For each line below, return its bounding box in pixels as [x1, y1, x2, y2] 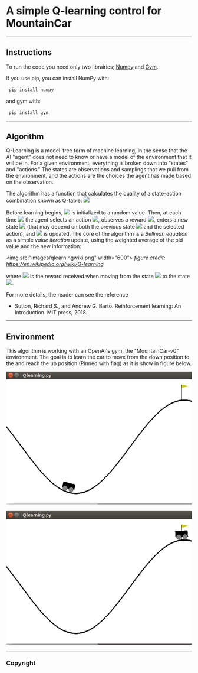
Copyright [6, 659, 36, 667]
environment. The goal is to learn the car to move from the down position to [6, 353, 190, 361]
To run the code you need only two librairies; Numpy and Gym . [6, 63, 159, 70]
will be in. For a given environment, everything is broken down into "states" [6, 160, 189, 167]
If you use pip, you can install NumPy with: [6, 74, 110, 82]
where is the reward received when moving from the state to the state [6, 273, 190, 280]
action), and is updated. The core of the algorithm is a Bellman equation [6, 230, 188, 238]
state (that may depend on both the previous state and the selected [6, 223, 184, 230]
